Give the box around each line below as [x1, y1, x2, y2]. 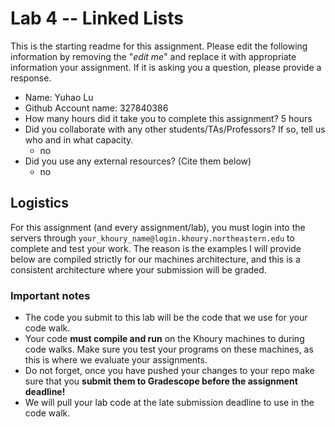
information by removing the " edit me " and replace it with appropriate [10, 50, 297, 62]
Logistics [10, 195, 69, 212]
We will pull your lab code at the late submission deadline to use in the [24, 397, 315, 409]
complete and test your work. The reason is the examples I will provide [10, 242, 302, 254]
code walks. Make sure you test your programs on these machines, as [24, 343, 314, 356]
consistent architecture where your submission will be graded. [10, 263, 267, 276]
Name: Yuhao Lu [24, 91, 94, 103]
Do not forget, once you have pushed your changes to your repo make [24, 365, 315, 377]
